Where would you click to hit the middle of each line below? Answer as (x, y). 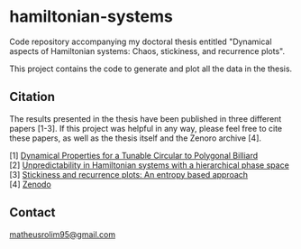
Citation (32, 97)
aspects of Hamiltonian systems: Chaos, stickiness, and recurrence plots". (147, 51)
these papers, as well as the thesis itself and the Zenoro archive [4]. (136, 138)
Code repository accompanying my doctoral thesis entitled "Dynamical (141, 41)
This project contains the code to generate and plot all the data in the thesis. (151, 69)
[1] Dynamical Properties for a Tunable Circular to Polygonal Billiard (134, 155)
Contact (32, 212)
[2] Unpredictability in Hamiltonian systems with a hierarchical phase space (150, 165)
